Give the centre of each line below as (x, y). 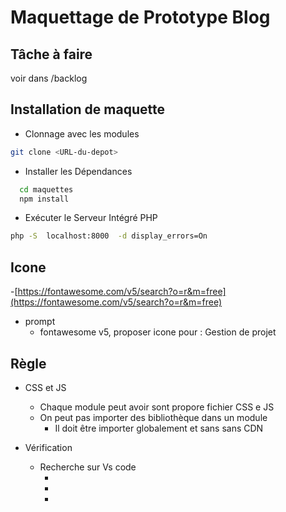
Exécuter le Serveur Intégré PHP (91, 218)
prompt (40, 322)
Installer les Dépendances (78, 171)
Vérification (48, 447)
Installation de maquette (87, 109)
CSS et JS (45, 387)
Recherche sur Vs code (88, 467)
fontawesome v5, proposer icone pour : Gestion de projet (158, 332)
